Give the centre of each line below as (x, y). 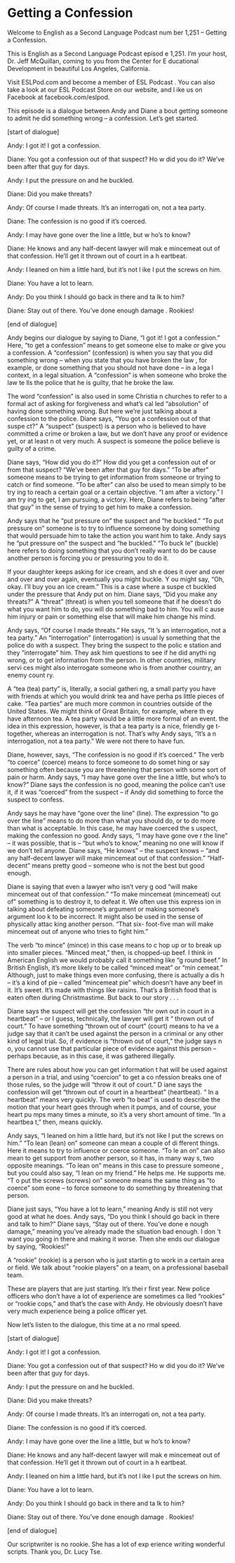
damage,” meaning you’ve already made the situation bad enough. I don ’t (114, 1231)
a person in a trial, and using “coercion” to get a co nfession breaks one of (115, 1077)
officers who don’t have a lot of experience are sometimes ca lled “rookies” (116, 1296)
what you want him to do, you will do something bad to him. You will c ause (116, 609)
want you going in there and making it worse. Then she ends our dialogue (114, 1239)
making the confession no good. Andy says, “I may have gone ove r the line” (117, 835)
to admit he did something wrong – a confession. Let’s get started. (103, 118)
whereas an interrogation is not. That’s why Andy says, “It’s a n (125, 733)
